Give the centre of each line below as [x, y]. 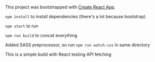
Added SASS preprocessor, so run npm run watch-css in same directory [78, 45]
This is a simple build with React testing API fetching [58, 54]
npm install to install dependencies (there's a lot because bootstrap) [76, 16]
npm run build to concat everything [41, 35]
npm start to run [22, 26]
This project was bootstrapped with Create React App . [60, 7]
